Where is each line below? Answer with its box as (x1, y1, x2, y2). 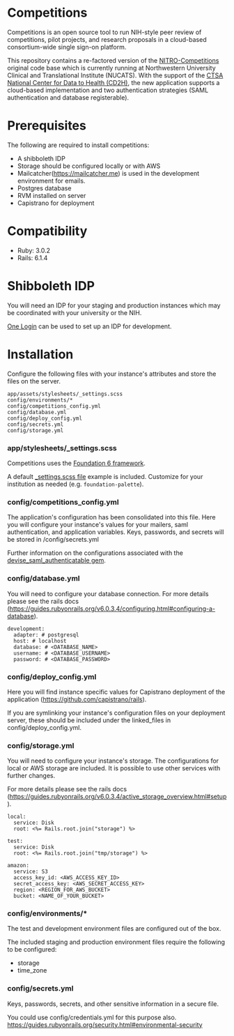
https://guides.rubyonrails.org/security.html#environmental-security (7, 1020, 203, 1029)
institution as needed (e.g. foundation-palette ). (7, 480, 144, 488)
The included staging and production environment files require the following (7, 938, 225, 946)
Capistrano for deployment (17, 199, 95, 207)
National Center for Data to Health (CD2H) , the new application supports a (7, 78, 220, 86)
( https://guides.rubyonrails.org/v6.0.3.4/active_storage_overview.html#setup (7, 793, 227, 801)
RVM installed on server (17, 191, 86, 199)
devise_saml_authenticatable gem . (7, 556, 106, 565)
